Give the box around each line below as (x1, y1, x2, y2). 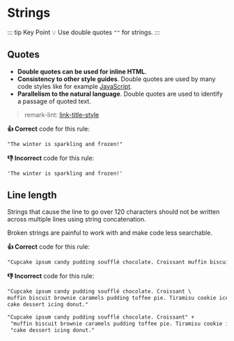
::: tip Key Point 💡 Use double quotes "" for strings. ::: (7, 28, 160, 36)
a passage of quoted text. (17, 96, 92, 106)
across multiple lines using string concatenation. (7, 215, 146, 224)
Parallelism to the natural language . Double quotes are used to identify (17, 89, 223, 98)
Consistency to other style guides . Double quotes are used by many (17, 75, 216, 83)
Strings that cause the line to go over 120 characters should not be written (7, 208, 220, 216)
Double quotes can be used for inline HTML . (17, 67, 148, 75)
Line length (7, 189, 57, 201)
